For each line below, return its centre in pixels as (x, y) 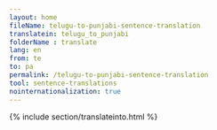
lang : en (25, 50)
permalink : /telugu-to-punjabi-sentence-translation (109, 75)
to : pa (21, 67)
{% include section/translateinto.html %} (84, 117)
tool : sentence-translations (63, 83)
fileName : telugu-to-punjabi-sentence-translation (105, 26)
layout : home (33, 17)
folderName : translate (53, 42)
